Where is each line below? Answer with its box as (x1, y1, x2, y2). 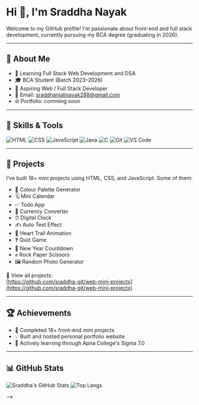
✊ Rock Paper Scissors (14, 251, 70, 258)
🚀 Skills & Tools (6, 121, 63, 131)
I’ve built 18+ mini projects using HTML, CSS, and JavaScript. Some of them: (6, 175, 193, 182)
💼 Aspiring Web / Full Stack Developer (14, 85, 108, 92)
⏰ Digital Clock (14, 214, 52, 221)
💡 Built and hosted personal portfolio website (14, 333, 125, 340)
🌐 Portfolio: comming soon (14, 97, 81, 104)
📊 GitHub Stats (6, 363, 64, 373)
